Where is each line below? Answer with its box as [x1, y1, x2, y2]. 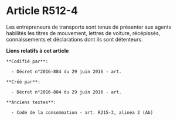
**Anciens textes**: [6, 99, 57, 105]
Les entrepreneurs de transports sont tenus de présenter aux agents [6, 23, 172, 30]
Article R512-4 [6, 4, 78, 18]
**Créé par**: [6, 79, 41, 85]
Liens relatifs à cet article [6, 47, 69, 54]
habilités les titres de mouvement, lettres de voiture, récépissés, [6, 29, 161, 36]
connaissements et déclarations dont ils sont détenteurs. [6, 36, 143, 43]
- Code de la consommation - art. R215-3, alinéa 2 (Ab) [11, 109, 154, 115]
